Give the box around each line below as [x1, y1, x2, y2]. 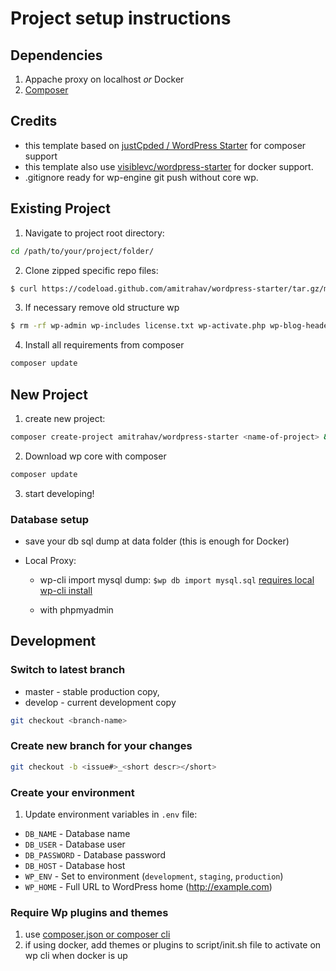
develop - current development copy [24, 696, 177, 708]
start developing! [24, 487, 95, 499]
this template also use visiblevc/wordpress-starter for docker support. [24, 160, 314, 172]
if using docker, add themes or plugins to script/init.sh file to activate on [24, 939, 322, 951]
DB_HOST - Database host [24, 860, 126, 872]
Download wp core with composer [24, 450, 167, 462]
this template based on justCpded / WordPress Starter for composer [24, 139, 307, 151]
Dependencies [10, 47, 103, 64]
